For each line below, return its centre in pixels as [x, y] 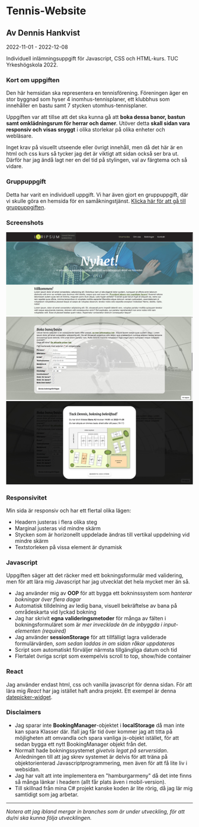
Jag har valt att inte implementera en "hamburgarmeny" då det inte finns [103, 775]
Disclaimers [24, 712]
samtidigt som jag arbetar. [46, 794]
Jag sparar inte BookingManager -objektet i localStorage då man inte [99, 725]
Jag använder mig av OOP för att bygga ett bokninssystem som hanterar [103, 593]
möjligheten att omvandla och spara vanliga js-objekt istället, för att [97, 738]
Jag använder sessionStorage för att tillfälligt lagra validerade [91, 637]
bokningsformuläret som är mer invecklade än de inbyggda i [89, 625]
